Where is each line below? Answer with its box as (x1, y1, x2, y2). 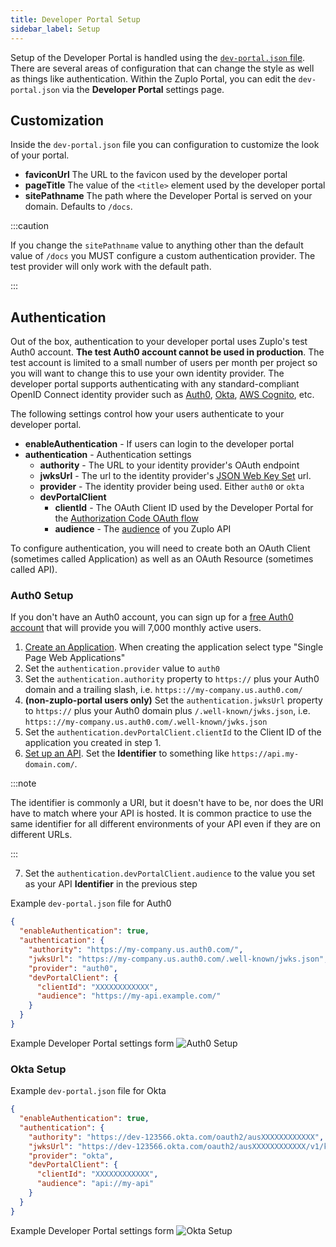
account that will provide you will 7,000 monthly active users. (10, 622, 262, 634)
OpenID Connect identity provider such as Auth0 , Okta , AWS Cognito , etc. (10, 389, 315, 401)
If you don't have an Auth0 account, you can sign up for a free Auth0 (10, 611, 294, 623)
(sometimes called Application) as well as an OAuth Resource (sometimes (10, 553, 314, 565)
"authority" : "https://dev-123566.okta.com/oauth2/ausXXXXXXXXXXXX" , (28, 1132, 325, 1142)
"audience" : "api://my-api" (36, 1179, 155, 1189)
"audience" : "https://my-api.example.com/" (36, 991, 222, 1001)
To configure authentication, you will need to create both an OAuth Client (10, 542, 311, 555)
